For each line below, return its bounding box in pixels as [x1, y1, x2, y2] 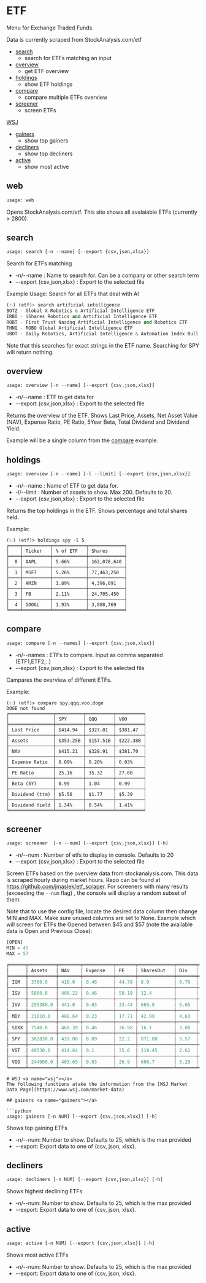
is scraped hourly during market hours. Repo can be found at [6, 876, 161, 884]
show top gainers [24, 136, 69, 144]
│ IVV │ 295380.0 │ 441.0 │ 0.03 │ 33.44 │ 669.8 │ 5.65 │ [6, 1002, 199, 1008]
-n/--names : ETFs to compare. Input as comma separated [15, 651, 164, 658]
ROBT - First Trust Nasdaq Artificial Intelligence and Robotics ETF [6, 319, 188, 326]
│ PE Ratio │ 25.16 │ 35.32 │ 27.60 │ [6, 770, 147, 776]
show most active [24, 163, 69, 170]
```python [6, 1108, 32, 1114]
